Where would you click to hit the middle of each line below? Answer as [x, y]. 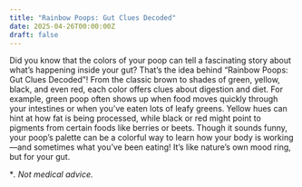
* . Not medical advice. [51, 174]
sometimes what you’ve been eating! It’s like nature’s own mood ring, [162, 147]
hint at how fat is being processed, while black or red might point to [135, 118]
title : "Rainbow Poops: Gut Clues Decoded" [93, 18]
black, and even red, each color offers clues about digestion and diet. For [146, 89]
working [278, 138]
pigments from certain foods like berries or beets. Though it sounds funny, [149, 128]
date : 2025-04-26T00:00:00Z [63, 26]
